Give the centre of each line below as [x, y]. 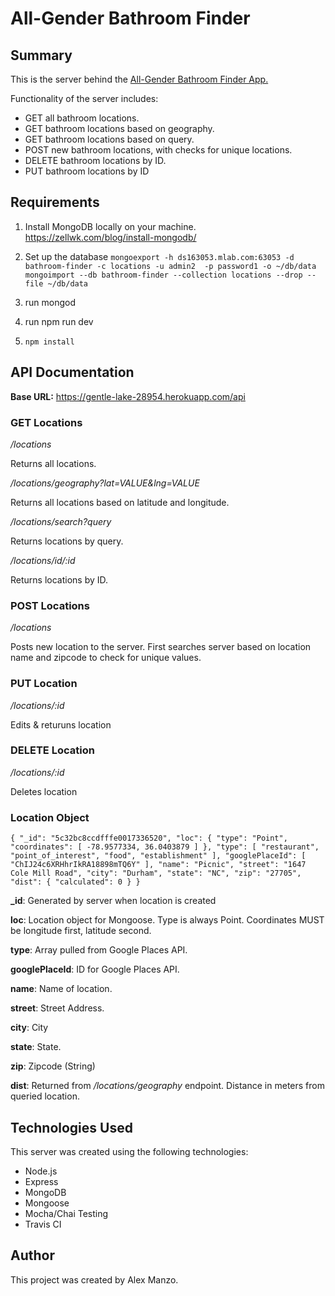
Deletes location [44, 791]
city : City [29, 1028]
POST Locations [50, 605]
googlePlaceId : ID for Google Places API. [95, 969]
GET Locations [46, 422]
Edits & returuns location [61, 724]
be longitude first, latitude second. [81, 931]
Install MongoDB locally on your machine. [110, 226]
